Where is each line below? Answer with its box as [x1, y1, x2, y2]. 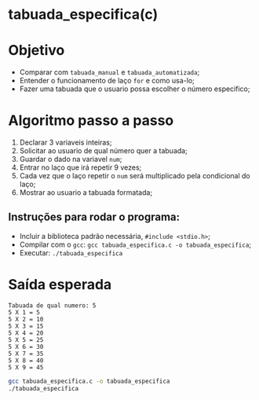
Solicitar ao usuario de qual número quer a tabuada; [19, 146, 188, 156]
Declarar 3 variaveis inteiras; [19, 138, 112, 147]
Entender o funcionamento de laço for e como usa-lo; [19, 76, 195, 86]
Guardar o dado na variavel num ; [19, 155, 122, 164]
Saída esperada [8, 276, 112, 294]
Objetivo [8, 42, 65, 60]
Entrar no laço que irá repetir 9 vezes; [19, 163, 142, 172]
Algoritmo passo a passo [8, 112, 174, 130]
